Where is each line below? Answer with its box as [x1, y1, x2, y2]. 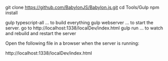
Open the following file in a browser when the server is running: [5, 40, 139, 46]
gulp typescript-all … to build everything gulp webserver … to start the [5, 20, 154, 25]
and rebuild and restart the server [5, 30, 76, 36]
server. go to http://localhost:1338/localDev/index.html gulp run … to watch [5, 25, 163, 31]
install [5, 10, 18, 16]
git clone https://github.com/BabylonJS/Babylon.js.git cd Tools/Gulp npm [5, 5, 160, 10]
